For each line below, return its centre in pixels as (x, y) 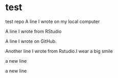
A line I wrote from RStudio (33, 31)
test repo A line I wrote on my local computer (53, 21)
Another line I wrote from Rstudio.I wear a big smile (59, 51)
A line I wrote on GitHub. (31, 41)
